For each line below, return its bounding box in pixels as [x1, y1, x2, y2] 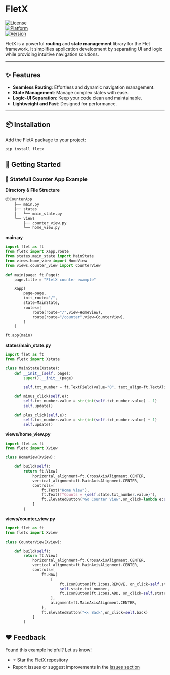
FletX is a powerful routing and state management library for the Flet [5, 40, 150, 46]
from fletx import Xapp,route [5, 249, 69, 254]
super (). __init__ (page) [23, 375, 73, 381]
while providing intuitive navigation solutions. [5, 51, 99, 57]
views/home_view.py [5, 431, 51, 437]
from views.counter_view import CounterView [5, 263, 101, 268]
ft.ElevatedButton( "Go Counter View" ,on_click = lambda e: [41, 497, 164, 502]
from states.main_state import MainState [5, 254, 94, 259]
